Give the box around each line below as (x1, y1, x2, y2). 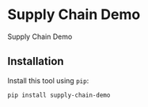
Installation (7, 55, 64, 68)
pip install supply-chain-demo (7, 91, 111, 99)
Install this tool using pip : (7, 75, 89, 85)
